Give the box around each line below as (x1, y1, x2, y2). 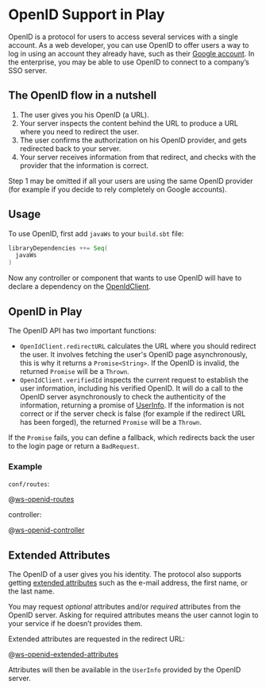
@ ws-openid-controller (8, 525, 85, 535)
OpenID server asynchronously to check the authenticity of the (19, 392, 226, 401)
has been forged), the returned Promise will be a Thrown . (19, 418, 202, 426)
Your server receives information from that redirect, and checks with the (19, 152, 256, 162)
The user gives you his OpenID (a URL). (19, 110, 149, 119)
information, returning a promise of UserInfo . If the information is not (19, 400, 245, 410)
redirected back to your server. (19, 143, 121, 153)
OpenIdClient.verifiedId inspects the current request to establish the (19, 376, 249, 384)
